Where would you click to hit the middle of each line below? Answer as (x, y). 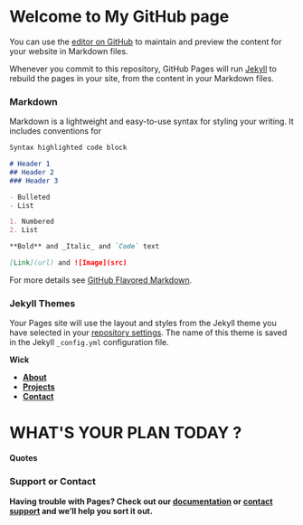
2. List (24, 230)
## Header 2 (32, 172)
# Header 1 (30, 164)
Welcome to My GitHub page (119, 17)
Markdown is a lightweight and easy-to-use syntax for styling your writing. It (151, 122)
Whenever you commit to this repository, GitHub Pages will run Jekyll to (143, 69)
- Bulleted (30, 197)
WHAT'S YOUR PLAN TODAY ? (126, 433)
